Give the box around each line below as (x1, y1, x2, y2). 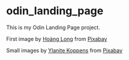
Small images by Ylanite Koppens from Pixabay (6, 46, 123, 54)
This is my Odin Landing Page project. (6, 24, 100, 31)
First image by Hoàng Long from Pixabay (6, 35, 107, 42)
